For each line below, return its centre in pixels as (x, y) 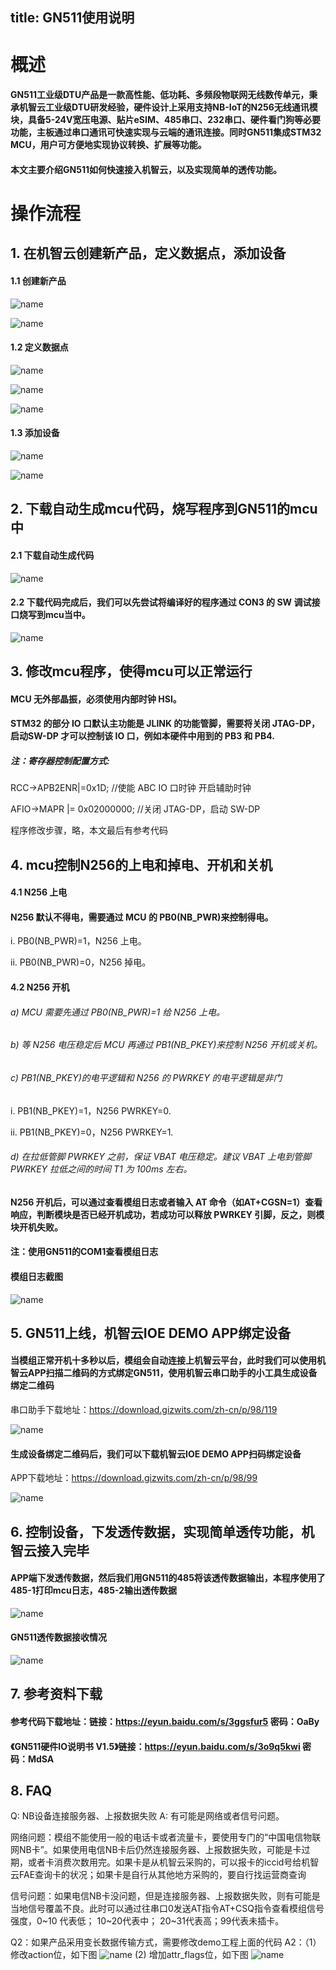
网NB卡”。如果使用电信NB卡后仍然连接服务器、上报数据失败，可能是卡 (156, 1850)
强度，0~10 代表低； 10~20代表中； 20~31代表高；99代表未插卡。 (147, 1921)
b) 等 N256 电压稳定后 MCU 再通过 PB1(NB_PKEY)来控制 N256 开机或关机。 (166, 1045)
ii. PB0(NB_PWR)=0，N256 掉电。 (81, 962)
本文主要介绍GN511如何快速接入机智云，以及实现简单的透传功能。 (146, 169)
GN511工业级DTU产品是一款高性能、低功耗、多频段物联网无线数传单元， (160, 95)
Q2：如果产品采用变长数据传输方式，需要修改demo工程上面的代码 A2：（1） (166, 1942)
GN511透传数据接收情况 (58, 1637)
